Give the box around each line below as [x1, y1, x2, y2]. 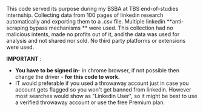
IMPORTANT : [6, 55, 42, 62]
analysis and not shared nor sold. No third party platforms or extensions [6, 37, 186, 44]
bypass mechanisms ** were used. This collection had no [29, 24, 174, 31]
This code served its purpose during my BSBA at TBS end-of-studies [6, 5, 179, 12]
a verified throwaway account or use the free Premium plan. [15, 99, 165, 106]
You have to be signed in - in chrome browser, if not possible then [15, 67, 180, 74]
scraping [6, 24, 28, 31]
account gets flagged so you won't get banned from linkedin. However [15, 86, 191, 93]
